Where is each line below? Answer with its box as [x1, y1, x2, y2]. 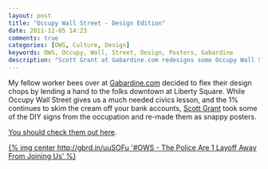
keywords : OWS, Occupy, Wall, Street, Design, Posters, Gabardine [8, 49, 234, 57]
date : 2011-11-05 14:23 [8, 26, 88, 34]
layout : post [8, 11, 52, 20]
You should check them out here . [8, 127, 117, 136]
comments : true [8, 33, 59, 42]
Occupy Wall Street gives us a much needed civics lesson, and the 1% [8, 95, 239, 104]
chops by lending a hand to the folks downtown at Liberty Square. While [8, 86, 246, 96]
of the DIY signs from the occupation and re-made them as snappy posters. [8, 112, 257, 121]
